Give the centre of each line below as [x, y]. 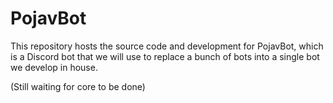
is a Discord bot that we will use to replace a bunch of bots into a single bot [165, 56]
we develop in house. [54, 67]
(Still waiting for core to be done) [78, 86]
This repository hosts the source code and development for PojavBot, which [167, 46]
